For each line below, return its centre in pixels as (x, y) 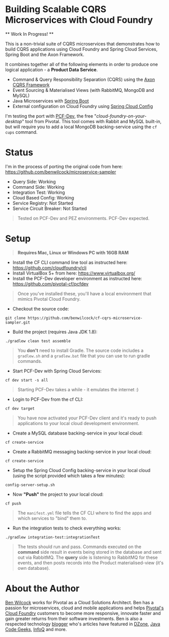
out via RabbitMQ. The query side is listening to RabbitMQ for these (88, 557)
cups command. (21, 132)
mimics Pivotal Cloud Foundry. (49, 299)
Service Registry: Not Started (43, 203)
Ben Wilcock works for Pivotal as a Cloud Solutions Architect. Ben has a (79, 602)
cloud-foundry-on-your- (121, 116)
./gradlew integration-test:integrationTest (53, 537)
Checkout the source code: (41, 308)
